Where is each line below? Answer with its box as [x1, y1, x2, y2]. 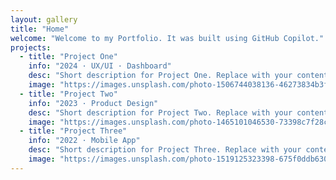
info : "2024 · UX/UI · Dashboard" [28, 61, 172, 71]
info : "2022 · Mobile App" [28, 136, 141, 146]
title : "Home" [10, 24, 70, 34]
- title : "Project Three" [19, 126, 128, 136]
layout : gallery [10, 14, 78, 25]
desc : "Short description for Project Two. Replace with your [28, 107, 293, 118]
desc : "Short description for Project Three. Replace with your [28, 145, 302, 155]
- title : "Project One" [19, 52, 118, 62]
